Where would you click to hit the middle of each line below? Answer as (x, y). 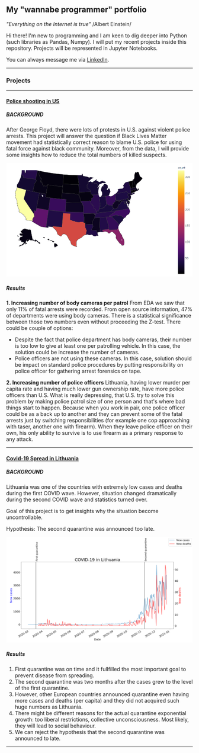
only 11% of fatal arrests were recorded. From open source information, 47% (99, 309)
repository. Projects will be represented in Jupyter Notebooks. (82, 48)
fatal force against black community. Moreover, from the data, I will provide (98, 148)
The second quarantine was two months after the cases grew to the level (104, 681)
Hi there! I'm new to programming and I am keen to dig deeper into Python (97, 36)
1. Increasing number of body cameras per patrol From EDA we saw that (95, 303)
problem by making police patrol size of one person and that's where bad (96, 402)
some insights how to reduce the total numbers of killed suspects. (86, 155)
